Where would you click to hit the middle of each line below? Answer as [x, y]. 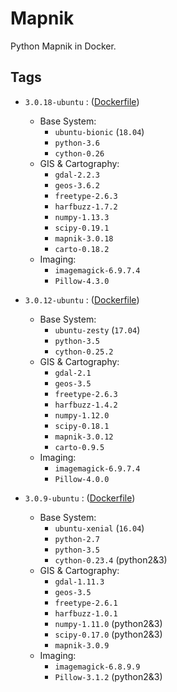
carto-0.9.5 [79, 447]
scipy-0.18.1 [82, 426]
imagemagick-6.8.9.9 [97, 667]
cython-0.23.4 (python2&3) [111, 559]
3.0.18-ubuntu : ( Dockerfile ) [82, 101]
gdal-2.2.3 [77, 175]
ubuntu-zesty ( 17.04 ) [97, 329]
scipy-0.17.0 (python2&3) [108, 634]
